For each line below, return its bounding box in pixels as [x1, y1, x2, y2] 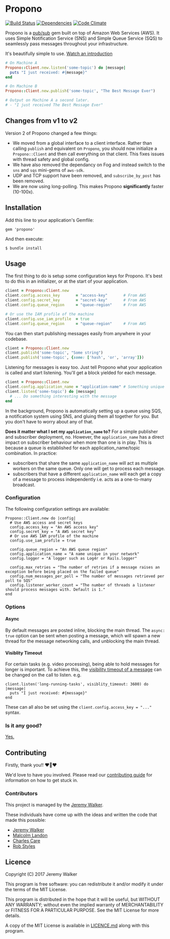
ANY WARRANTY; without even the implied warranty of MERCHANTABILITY [5, 902, 164, 908]
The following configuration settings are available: [5, 505, 110, 512]
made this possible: [5, 817, 46, 823]
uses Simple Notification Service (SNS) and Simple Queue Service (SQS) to [5, 35, 163, 41]
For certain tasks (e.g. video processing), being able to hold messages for [5, 661, 160, 667]
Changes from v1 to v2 [5, 117, 78, 125]
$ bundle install [5, 246, 42, 251]
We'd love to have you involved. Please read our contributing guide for [5, 772, 153, 778]
